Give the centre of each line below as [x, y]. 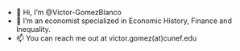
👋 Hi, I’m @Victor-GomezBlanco [69, 12]
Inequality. [33, 29]
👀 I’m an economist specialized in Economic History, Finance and [124, 21]
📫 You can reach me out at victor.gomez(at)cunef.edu [106, 38]
